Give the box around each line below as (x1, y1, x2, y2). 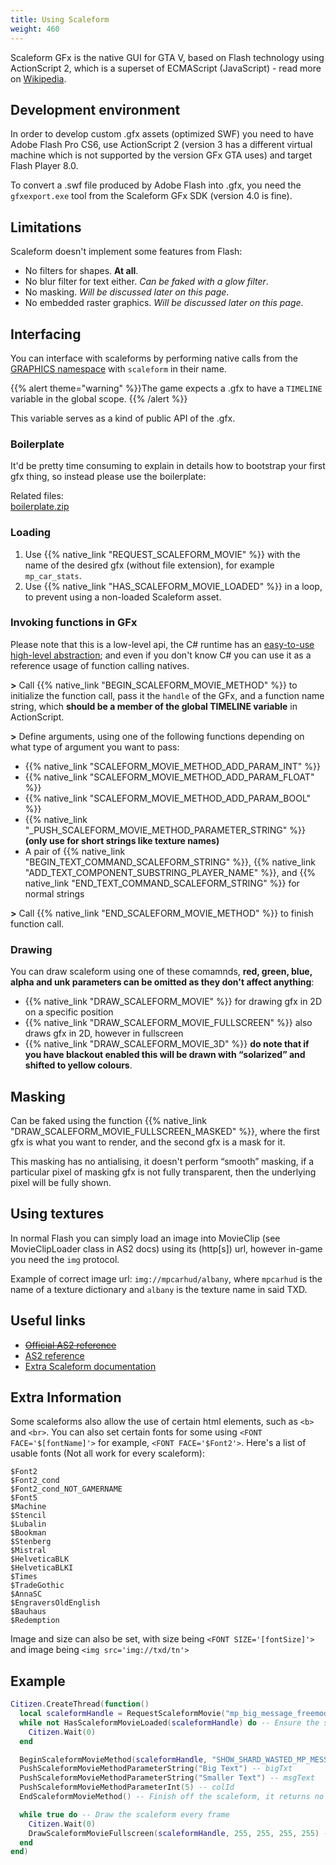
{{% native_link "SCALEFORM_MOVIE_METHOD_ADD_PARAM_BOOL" (24, 792, 312, 804)
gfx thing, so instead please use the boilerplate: (10, 471, 207, 483)
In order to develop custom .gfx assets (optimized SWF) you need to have (10, 128, 314, 140)
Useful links (10, 1312, 87, 1330)
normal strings (24, 887, 85, 900)
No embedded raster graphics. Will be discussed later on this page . (24, 297, 304, 309)
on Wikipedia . (10, 72, 67, 85)
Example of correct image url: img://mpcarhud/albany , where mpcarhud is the (10, 1272, 323, 1285)
